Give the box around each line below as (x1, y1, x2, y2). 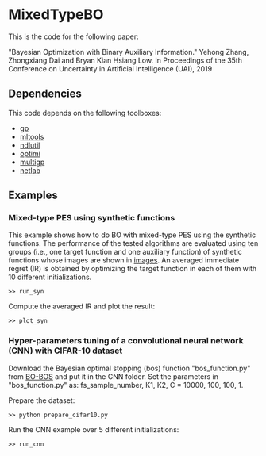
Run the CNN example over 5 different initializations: (8, 424, 179, 434)
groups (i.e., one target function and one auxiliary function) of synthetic (8, 247, 242, 257)
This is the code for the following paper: (8, 32, 139, 41)
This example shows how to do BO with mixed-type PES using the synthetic (8, 230, 256, 239)
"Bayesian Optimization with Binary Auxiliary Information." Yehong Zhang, (8, 47, 249, 56)
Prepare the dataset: (8, 395, 75, 405)
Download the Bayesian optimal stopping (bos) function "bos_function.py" (8, 363, 251, 373)
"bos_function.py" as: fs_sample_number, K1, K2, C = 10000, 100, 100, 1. (8, 380, 244, 389)
